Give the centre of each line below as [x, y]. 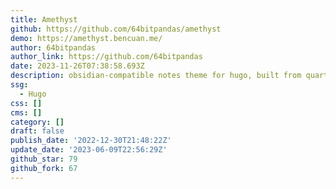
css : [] [26, 103]
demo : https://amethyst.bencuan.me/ [86, 38]
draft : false [37, 131]
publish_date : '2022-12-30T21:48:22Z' [91, 141]
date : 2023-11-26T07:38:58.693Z [77, 66]
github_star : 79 [44, 159]
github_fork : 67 [44, 168]
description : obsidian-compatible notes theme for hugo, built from [156, 76]
